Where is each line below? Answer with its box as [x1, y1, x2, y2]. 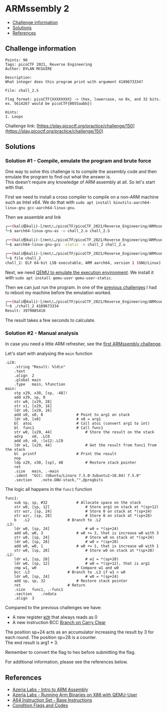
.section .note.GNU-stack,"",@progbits [14, 477, 103, 482]
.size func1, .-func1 [14, 587, 64, 592]
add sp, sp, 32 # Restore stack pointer [14, 578, 128, 584]
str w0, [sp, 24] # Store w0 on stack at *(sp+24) [14, 535, 155, 540]
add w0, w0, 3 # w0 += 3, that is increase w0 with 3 [14, 531, 159, 536]
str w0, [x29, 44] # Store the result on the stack [14, 430, 155, 435]
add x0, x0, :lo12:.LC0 [14, 438, 64, 444]
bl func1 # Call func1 [14, 425, 103, 430]
